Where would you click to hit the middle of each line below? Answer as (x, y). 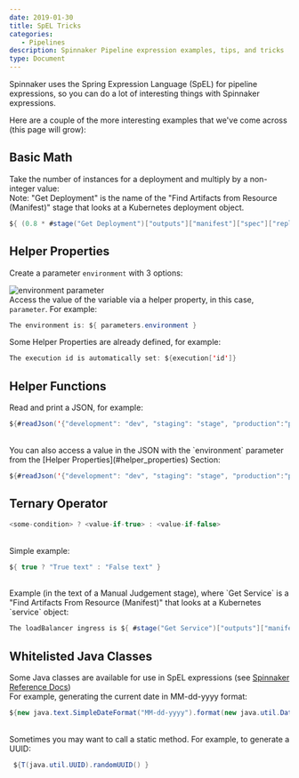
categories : (31, 34)
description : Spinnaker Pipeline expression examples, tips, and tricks (147, 51)
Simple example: (40, 550)
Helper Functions (58, 386)
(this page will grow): (48, 129)
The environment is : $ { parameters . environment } (103, 325)
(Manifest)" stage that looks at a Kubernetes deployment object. (127, 207)
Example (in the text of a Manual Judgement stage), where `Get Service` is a (149, 593)
